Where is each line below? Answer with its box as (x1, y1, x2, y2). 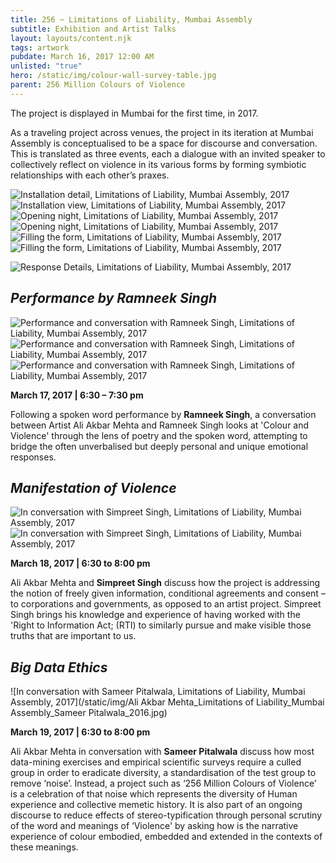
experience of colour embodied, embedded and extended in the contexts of (10, 831, 323, 843)
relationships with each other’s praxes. (10, 169, 170, 181)
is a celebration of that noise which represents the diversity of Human (10, 788, 298, 800)
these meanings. (10, 841, 79, 853)
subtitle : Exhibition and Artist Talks (10, 24, 177, 34)
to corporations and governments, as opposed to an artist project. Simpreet (10, 598, 322, 610)
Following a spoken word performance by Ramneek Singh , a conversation (10, 408, 317, 420)
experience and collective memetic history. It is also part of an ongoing (10, 799, 303, 811)
